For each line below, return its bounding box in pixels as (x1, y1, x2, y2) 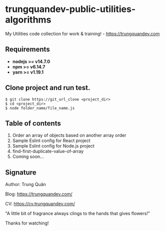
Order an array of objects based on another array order (12, 132, 126, 138)
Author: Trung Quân (5, 181, 46, 187)
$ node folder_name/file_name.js (5, 105, 75, 110)
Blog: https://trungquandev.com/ (5, 191, 72, 197)
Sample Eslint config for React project (12, 137, 91, 143)
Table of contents (5, 119, 61, 127)
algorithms (5, 14, 51, 25)
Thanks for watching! (5, 220, 49, 226)
